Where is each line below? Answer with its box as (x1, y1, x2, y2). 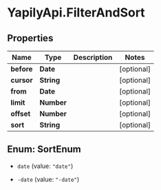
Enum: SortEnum (7, 143, 81, 156)
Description (73, 53, 113, 62)
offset (10, 109, 31, 118)
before (10, 64, 33, 74)
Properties (7, 32, 54, 44)
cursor (10, 76, 33, 85)
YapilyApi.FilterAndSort (7, 5, 146, 21)
